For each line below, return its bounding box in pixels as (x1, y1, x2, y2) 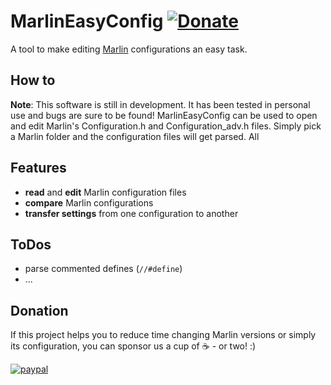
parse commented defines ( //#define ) (24, 263, 183, 275)
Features (10, 160, 67, 177)
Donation (10, 302, 69, 319)
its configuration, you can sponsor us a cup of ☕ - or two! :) (10, 340, 257, 352)
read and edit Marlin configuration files (24, 186, 187, 198)
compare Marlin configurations (24, 196, 154, 209)
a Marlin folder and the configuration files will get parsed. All (10, 130, 260, 142)
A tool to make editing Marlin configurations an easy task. (10, 43, 248, 55)
